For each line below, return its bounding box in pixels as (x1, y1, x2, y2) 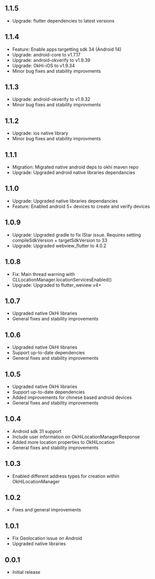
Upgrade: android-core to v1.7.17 (12, 51, 81, 58)
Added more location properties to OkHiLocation (12, 439, 115, 445)
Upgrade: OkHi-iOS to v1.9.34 (12, 62, 75, 69)
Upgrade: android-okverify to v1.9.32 (12, 96, 91, 102)
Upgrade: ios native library (12, 130, 69, 136)
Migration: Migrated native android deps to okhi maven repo (12, 164, 139, 170)
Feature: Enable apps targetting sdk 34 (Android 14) (12, 46, 122, 52)
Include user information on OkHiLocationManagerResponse (12, 434, 140, 440)
